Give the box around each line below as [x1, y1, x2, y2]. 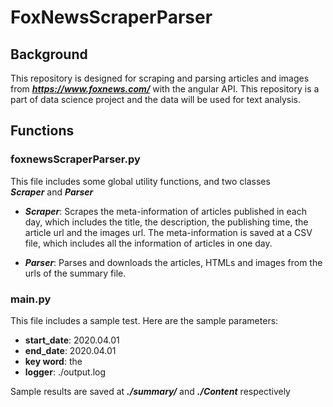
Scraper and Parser [10, 186, 94, 198]
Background [10, 46, 88, 63]
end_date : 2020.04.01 [24, 344, 117, 356]
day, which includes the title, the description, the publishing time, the [24, 216, 309, 228]
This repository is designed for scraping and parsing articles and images [10, 72, 310, 84]
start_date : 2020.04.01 [24, 334, 120, 346]
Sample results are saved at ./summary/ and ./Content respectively [10, 385, 291, 397]
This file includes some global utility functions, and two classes [10, 175, 271, 187]
